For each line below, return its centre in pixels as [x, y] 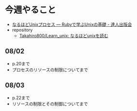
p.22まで [21, 97]
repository [22, 30]
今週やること [31, 10]
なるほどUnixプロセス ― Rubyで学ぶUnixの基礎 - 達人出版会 [72, 24]
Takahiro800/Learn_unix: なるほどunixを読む [64, 36]
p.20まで [21, 63]
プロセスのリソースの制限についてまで [50, 70]
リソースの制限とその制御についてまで [50, 104]
